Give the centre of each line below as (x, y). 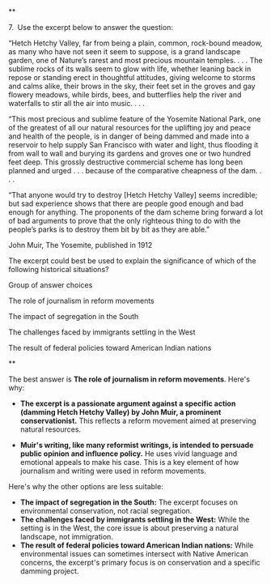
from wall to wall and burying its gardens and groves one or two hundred (130, 153)
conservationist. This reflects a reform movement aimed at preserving (138, 421)
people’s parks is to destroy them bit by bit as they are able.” (109, 229)
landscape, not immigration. (66, 537)
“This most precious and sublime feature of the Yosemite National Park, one (135, 119)
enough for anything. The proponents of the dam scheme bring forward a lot (136, 212)
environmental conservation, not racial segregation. (106, 511)
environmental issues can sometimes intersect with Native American (134, 554)
